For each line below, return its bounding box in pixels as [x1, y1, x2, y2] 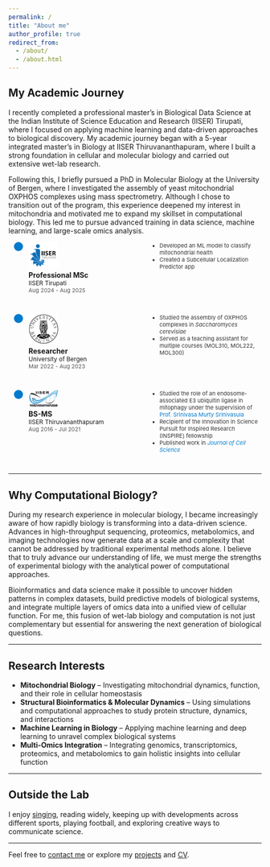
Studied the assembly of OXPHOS [159, 314, 247, 322]
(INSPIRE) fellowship [159, 431, 213, 440]
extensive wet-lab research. [8, 159, 101, 168]
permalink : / [8, 13, 52, 21]
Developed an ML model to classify [159, 242, 252, 250]
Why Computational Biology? [8, 488, 158, 502]
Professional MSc [28, 270, 89, 280]
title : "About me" [8, 21, 70, 30]
